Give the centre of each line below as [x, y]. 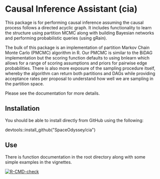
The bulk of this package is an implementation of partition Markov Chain [77, 47]
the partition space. [25, 83]
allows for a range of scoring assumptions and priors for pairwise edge [76, 63]
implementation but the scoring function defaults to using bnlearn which [77, 58]
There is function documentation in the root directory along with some [75, 157]
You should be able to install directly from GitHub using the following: [74, 120]
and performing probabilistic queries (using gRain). [56, 38]
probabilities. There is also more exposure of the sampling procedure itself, [80, 68]
